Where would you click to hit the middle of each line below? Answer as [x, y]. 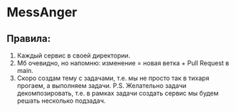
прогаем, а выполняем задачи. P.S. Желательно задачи [102, 85]
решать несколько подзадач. [61, 101]
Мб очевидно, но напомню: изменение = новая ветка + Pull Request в [123, 63]
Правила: [29, 39]
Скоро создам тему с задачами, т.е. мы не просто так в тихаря [113, 78]
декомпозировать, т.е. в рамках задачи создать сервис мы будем [118, 93]
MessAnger [42, 12]
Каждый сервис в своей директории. [74, 55]
